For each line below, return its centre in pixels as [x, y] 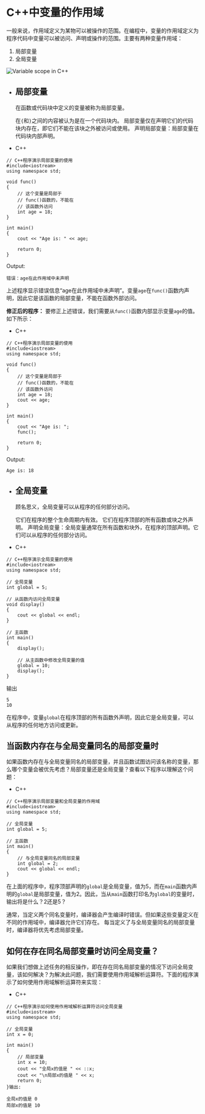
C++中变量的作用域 [55, 13]
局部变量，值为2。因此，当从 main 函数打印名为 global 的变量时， [118, 894]
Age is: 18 [20, 471]
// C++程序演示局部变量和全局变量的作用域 [53, 801]
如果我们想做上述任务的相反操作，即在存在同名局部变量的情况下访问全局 [97, 967]
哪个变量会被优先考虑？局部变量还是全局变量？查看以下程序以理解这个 [99, 769]
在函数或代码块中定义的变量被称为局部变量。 [71, 107]
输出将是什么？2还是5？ [36, 902]
